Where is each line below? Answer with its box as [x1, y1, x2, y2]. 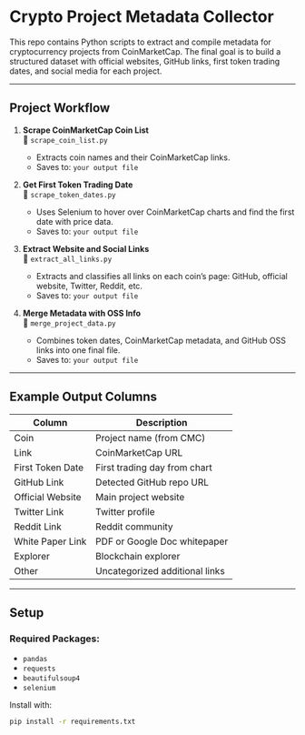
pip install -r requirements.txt [9, 717, 136, 727]
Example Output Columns [9, 389, 157, 405]
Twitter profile [94, 505, 156, 518]
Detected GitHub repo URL [94, 476, 210, 488]
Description [135, 416, 188, 428]
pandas [22, 655, 48, 664]
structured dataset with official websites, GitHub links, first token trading [9, 55, 280, 66]
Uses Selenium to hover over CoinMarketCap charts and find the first [35, 206, 295, 217]
